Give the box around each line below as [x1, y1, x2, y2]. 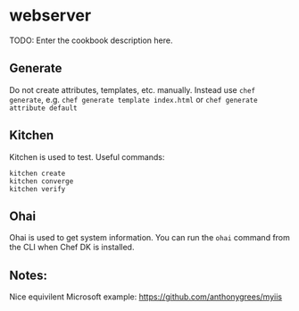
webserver [9, 5, 92, 26]
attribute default [9, 104, 78, 113]
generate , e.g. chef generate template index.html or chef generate [9, 94, 258, 105]
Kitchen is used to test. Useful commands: [9, 151, 165, 162]
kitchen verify [9, 184, 66, 193]
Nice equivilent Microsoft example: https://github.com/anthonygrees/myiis [9, 291, 283, 302]
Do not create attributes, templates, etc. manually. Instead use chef [9, 84, 256, 95]
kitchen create [9, 169, 66, 178]
